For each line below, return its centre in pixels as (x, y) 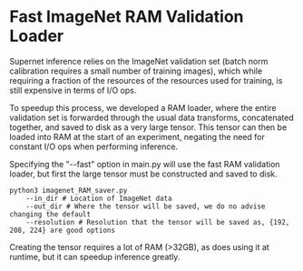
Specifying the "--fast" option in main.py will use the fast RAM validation (145, 164)
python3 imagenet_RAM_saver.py (68, 190)
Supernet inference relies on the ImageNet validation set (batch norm (139, 61)
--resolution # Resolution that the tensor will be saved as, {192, (158, 222)
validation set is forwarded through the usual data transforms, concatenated (151, 117)
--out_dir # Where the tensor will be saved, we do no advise (146, 206)
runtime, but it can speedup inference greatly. (95, 256)
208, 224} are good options (63, 230)
